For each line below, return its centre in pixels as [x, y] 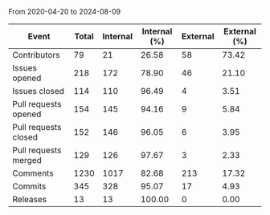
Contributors [36, 55]
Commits [29, 186]
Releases [29, 199]
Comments [33, 173]
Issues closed [38, 91]
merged [27, 160]
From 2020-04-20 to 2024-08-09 [65, 12]
